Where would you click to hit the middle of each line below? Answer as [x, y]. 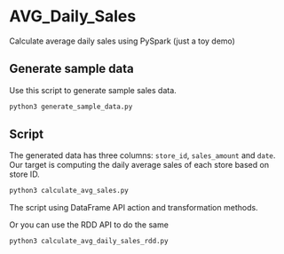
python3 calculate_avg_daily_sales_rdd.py [89, 242]
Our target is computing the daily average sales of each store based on [139, 165]
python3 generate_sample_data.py [71, 107]
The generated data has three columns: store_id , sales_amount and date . [142, 155]
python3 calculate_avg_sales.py [69, 191]
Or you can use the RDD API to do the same [89, 225]
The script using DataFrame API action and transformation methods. [134, 208]
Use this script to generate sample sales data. [93, 90]
